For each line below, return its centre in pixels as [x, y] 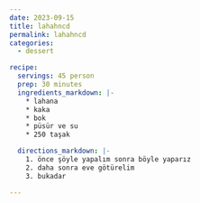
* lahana [42, 101]
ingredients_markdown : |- [66, 92]
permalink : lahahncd [48, 34]
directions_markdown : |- [64, 151]
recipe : [24, 68]
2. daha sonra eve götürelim [80, 168]
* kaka [38, 109]
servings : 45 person [56, 76]
